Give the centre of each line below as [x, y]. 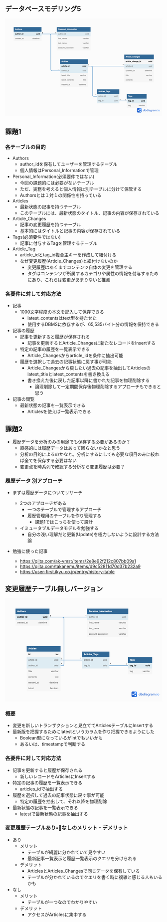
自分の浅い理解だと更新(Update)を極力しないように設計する [89, 535]
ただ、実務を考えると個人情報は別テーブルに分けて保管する [81, 189]
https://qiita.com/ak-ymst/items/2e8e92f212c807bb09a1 [78, 561]
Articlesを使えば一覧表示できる [59, 412]
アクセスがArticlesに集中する [57, 915]
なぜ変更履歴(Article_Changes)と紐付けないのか [69, 261]
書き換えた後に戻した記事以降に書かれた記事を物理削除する [88, 380]
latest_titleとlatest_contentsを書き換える [68, 374]
